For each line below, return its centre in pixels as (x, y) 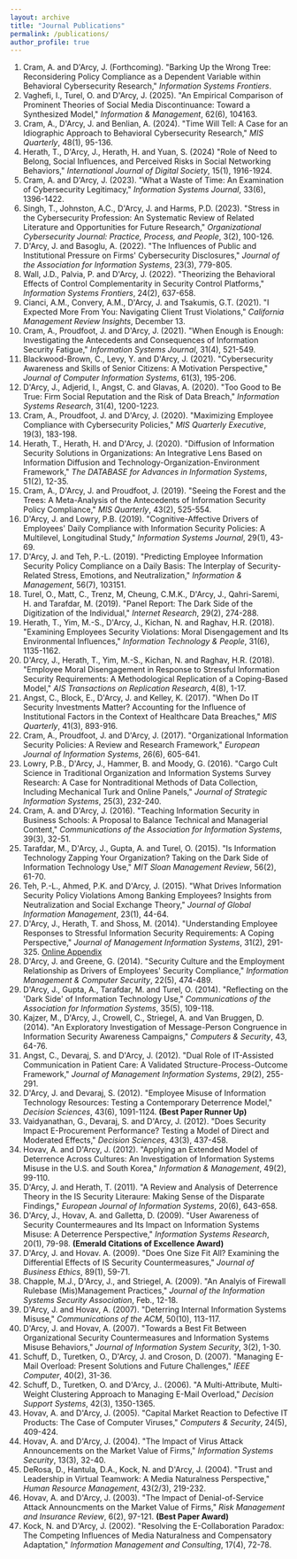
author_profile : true (50, 42)
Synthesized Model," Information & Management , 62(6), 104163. (140, 114)
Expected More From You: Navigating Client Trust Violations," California (153, 312)
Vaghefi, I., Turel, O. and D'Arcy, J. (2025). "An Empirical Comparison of (153, 96)
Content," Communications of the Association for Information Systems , (152, 830)
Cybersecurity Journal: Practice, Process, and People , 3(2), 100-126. (148, 237)
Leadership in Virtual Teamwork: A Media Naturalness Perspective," (146, 1479)
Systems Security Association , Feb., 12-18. (100, 1300)
